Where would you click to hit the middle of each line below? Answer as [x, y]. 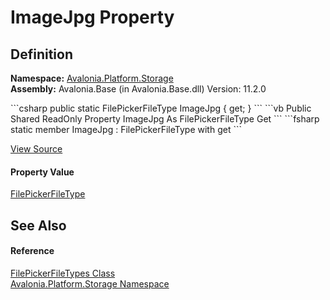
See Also [38, 225]
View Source [36, 149]
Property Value [42, 172]
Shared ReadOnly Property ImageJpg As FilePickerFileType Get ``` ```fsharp [165, 119]
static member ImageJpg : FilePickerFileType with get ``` [126, 129]
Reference [32, 251]
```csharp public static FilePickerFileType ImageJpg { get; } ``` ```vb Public [161, 108]
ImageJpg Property [92, 17]
